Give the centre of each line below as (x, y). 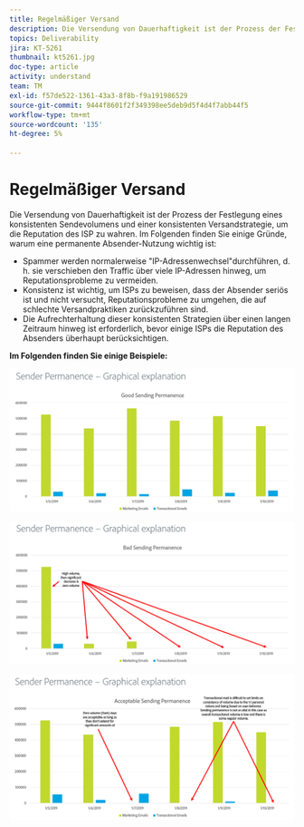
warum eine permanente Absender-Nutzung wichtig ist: (113, 243)
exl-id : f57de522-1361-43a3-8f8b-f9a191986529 (99, 95)
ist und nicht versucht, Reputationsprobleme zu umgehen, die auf (144, 299)
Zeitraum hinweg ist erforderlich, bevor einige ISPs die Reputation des (153, 328)
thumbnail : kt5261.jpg (52, 58)
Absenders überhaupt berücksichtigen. (95, 338)
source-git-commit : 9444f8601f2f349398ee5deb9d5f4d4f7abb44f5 (129, 105)
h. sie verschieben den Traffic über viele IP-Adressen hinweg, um (144, 270)
